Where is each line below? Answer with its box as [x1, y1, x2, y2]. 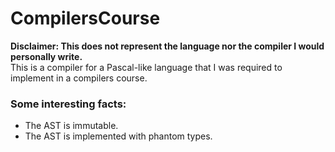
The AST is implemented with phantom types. [24, 130, 213, 142]
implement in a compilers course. [10, 72, 148, 84]
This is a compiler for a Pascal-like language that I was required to [10, 61, 283, 73]
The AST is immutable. [24, 120, 119, 132]
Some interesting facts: [10, 97, 127, 111]
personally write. [10, 50, 83, 62]
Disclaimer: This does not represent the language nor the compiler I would [10, 40, 325, 52]
